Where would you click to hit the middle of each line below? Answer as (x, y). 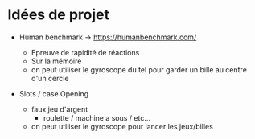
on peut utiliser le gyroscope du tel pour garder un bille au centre (139, 69)
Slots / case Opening (54, 93)
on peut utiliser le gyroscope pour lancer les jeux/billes (122, 126)
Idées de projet (59, 15)
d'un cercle (50, 78)
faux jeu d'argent (60, 109)
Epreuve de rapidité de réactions (85, 52)
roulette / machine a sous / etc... (97, 117)
